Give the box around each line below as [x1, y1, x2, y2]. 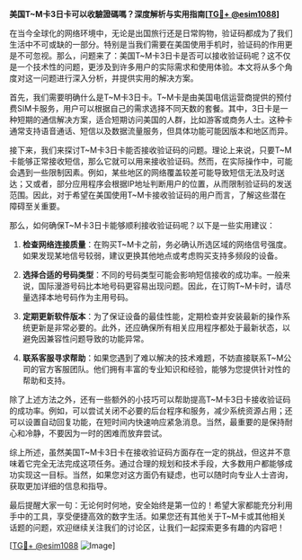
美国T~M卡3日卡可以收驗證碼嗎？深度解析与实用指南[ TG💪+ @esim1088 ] [9, 9, 280, 19]
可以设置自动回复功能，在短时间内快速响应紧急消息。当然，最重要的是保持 [9, 417, 285, 427]
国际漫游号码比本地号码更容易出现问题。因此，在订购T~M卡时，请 [38, 280, 284, 291]
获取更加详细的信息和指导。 [9, 481, 112, 491]
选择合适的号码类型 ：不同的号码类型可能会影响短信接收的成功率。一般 [22, 270, 283, 280]
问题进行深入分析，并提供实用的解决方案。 [40, 73, 199, 84]
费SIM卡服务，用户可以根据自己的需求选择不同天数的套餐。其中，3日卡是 [9, 103, 281, 113]
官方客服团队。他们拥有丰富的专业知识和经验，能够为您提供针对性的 [38, 364, 290, 374]
